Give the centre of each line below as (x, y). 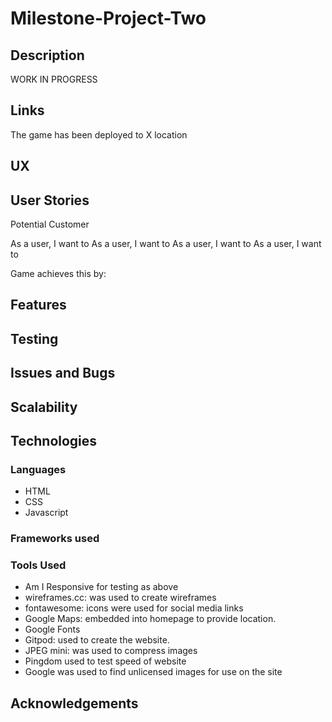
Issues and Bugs (63, 373)
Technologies (54, 440)
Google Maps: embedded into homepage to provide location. (150, 619)
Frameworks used (55, 539)
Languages (38, 469)
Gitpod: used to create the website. (97, 640)
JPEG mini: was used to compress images (111, 651)
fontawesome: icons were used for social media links (134, 608)
